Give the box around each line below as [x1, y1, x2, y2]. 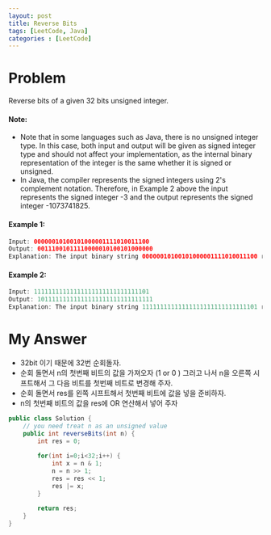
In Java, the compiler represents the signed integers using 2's [19, 175, 226, 185]
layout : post [8, 11, 52, 20]
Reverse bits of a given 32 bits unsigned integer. [8, 96, 169, 106]
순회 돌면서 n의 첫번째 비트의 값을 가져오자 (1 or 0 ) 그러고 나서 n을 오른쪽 [19, 368, 252, 377]
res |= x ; [51, 482, 85, 490]
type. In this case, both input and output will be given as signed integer [19, 141, 256, 150]
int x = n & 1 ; [51, 460, 103, 468]
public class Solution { [8, 414, 92, 423]
